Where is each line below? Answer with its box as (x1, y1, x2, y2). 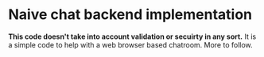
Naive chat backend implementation (8, 6, 253, 24)
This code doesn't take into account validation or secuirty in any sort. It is (8, 32, 257, 41)
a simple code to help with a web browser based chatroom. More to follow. (8, 40, 253, 49)
